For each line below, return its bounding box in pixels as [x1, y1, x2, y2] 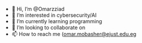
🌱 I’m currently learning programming [11, 18, 103, 24]
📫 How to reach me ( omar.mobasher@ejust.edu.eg [11, 31, 137, 37]
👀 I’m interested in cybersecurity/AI [11, 12, 97, 19]
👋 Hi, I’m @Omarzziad [11, 6, 65, 12]
